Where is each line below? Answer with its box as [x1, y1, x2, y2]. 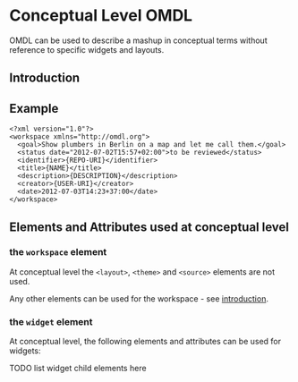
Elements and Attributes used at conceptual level [9, 219, 289, 234]
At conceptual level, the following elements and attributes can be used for [9, 336, 282, 347]
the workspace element [9, 246, 107, 259]
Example [9, 100, 59, 116]
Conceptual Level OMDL [9, 5, 193, 26]
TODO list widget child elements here [9, 363, 147, 374]
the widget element [9, 315, 93, 327]
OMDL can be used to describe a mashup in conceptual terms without [9, 35, 268, 46]
